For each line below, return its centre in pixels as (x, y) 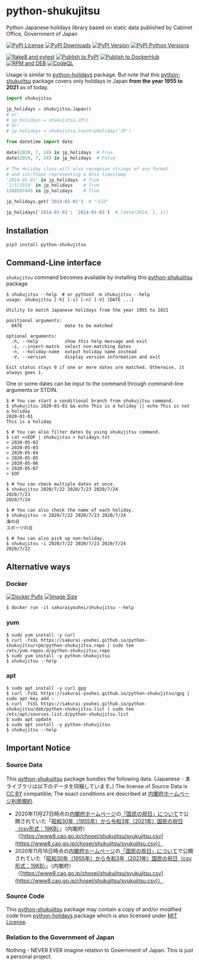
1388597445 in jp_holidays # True (53, 191)
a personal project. (29, 956)
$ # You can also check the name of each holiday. (70, 510)
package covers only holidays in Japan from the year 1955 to (108, 81)
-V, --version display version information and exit (86, 357)
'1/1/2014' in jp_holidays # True (53, 186)
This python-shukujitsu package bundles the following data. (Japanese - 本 (98, 779)
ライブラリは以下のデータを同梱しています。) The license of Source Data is (97, 786)
